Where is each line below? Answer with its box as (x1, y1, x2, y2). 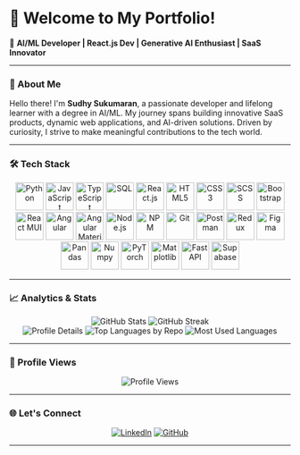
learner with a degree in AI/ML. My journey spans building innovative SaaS (9, 107, 284, 119)
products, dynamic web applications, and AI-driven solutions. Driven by (9, 117, 272, 128)
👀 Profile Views (9, 356, 77, 368)
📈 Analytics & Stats (9, 292, 97, 305)
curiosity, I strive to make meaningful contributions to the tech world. (9, 127, 263, 138)
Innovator (9, 46, 46, 57)
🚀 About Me (9, 78, 62, 90)
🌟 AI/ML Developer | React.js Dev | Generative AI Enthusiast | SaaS (9, 38, 262, 48)
